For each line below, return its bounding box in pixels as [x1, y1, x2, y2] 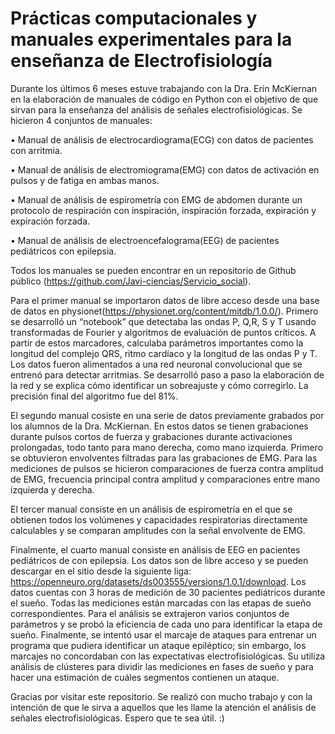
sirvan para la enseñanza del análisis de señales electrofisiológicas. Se [10, 103, 303, 116]
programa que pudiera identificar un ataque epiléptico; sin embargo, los [10, 639, 307, 651]
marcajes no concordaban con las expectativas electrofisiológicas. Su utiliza [10, 650, 326, 662]
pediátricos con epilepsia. [10, 245, 117, 257]
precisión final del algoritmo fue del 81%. [10, 390, 179, 402]
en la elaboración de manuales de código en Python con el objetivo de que [10, 93, 319, 105]
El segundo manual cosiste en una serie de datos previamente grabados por [10, 409, 325, 421]
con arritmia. [10, 144, 63, 156]
